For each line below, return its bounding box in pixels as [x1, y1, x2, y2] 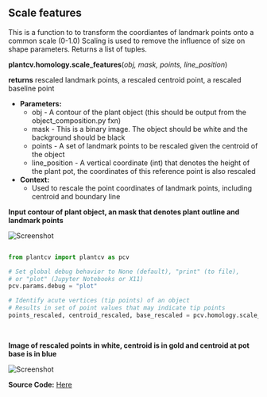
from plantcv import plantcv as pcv [8, 253, 130, 261]
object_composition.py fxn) [31, 115, 122, 125]
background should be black [31, 133, 126, 142]
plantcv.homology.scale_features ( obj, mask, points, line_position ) [8, 60, 228, 69]
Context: [19, 175, 50, 184]
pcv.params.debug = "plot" [8, 282, 98, 291]
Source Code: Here [8, 380, 73, 389]
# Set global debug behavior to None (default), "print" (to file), [8, 268, 240, 276]
